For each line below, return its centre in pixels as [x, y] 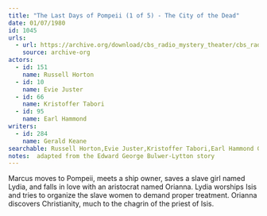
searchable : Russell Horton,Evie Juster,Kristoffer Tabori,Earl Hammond [131, 148]
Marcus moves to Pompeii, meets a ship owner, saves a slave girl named [127, 179]
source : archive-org [56, 52]
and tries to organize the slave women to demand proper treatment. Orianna [133, 195]
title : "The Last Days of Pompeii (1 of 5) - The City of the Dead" [124, 15]
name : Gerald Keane [55, 141]
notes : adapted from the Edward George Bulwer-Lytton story [112, 156]
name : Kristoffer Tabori [64, 104]
